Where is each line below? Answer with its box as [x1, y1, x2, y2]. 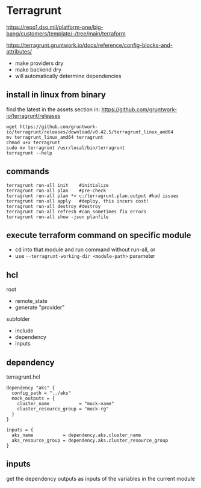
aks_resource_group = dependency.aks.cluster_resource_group [11, 438, 169, 444]
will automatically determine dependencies [14, 72, 122, 79]
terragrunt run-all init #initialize [6, 182, 110, 188]
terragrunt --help [6, 150, 52, 156]
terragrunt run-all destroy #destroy [6, 203, 101, 209]
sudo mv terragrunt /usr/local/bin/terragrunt [6, 145, 125, 151]
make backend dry [14, 66, 62, 73]
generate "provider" [14, 304, 65, 311]
